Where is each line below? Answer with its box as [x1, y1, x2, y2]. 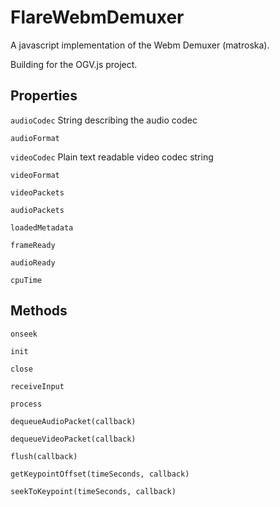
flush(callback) [10, 451, 78, 461]
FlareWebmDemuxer [10, 6, 185, 29]
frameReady [10, 240, 56, 250]
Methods [10, 302, 68, 320]
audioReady [10, 257, 56, 268]
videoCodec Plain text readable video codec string [10, 151, 214, 163]
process [10, 399, 43, 409]
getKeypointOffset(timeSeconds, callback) [10, 469, 190, 479]
